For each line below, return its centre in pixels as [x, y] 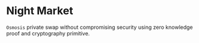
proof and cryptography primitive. [48, 33]
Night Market [40, 11]
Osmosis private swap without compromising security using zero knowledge [100, 27]
